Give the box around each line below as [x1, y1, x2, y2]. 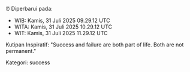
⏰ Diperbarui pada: [5, 5, 53, 12]
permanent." [5, 48, 37, 54]
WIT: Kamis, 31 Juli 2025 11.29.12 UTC [14, 30, 108, 36]
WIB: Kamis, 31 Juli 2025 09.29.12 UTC [14, 17, 110, 24]
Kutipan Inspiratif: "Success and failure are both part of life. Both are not [5, 41, 184, 48]
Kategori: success [5, 59, 50, 66]
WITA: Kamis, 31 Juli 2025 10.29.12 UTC [14, 23, 112, 30]
